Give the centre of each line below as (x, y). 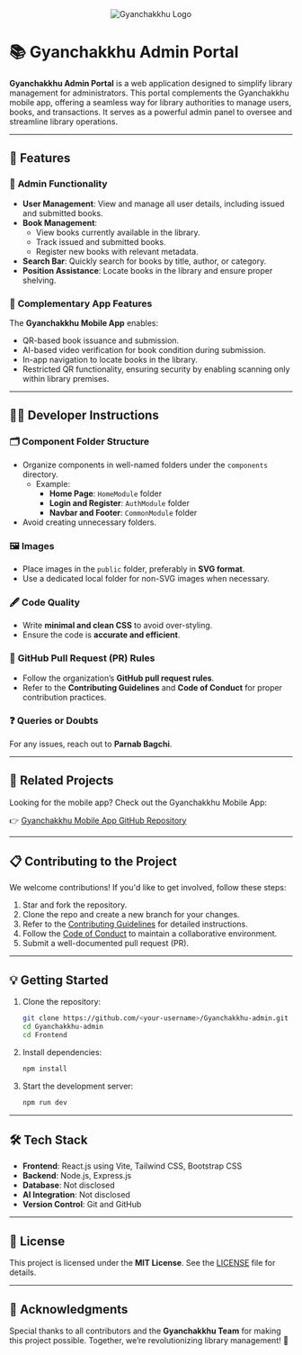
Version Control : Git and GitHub (82, 1205)
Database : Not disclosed (68, 1185)
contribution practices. (64, 697)
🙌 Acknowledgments (69, 1309)
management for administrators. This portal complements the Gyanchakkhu (149, 93)
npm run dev (44, 1102)
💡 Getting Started (59, 980)
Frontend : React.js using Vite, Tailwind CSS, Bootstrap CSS (132, 1166)
